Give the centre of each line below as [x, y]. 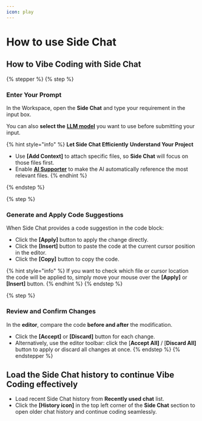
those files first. [35, 162]
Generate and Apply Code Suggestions [65, 214]
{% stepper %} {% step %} [40, 79]
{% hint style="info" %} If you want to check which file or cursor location [98, 271]
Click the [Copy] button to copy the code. [67, 259]
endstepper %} [34, 355]
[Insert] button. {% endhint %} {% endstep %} [65, 284]
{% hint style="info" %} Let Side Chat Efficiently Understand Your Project [100, 144]
